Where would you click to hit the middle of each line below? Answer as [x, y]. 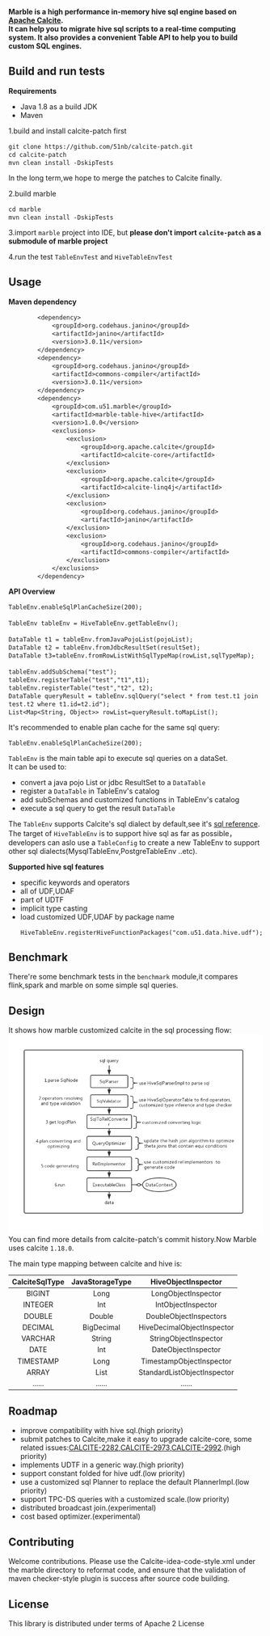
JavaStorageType [101, 1282]
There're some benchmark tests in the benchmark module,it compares [123, 977]
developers [27, 842]
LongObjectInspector [186, 1294]
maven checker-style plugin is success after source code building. [119, 1579]
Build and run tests [57, 72]
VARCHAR [38, 1338]
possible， [219, 833]
